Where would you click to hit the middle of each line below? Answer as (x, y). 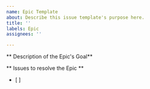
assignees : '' (24, 34)
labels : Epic (23, 29)
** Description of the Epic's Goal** (49, 57)
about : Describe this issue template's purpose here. (76, 17)
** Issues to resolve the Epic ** (45, 68)
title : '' (19, 23)
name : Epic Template (32, 12)
